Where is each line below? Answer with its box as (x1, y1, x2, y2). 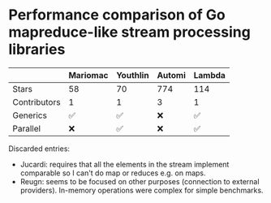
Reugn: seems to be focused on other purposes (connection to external (19, 176, 260, 186)
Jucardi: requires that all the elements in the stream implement (19, 159, 230, 169)
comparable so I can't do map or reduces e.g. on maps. (19, 168, 206, 178)
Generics (12, 110, 47, 121)
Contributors (12, 96, 61, 107)
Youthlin (116, 69, 149, 80)
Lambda (193, 69, 226, 80)
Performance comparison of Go (8, 6, 226, 24)
